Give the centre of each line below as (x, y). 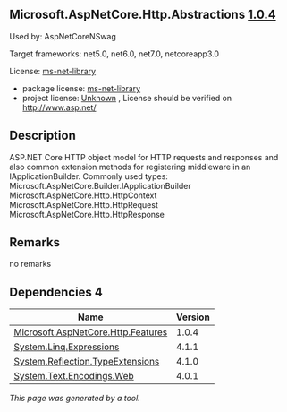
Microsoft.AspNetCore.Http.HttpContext (83, 195)
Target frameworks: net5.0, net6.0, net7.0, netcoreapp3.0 (114, 54)
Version (193, 317)
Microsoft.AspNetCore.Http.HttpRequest (84, 204)
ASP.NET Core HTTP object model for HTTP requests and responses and (144, 157)
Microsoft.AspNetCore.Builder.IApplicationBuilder (100, 185)
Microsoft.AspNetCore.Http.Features (91, 332)
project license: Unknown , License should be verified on (127, 98)
